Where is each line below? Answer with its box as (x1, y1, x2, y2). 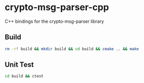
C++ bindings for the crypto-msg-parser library (5, 18, 104, 24)
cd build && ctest (5, 74, 44, 79)
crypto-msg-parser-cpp (5, 2, 110, 13)
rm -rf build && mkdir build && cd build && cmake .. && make (5, 46, 139, 52)
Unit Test (5, 60, 34, 69)
